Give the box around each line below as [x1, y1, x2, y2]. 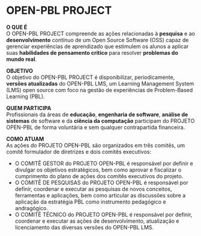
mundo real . [6, 55, 37, 63]
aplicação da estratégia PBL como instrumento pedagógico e [14, 198, 166, 205]
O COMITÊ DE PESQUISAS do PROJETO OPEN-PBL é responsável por [14, 179, 188, 186]
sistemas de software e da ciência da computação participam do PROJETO [6, 117, 195, 124]
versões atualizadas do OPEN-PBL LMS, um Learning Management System [6, 79, 194, 87]
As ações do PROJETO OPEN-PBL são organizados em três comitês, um [6, 141, 185, 149]
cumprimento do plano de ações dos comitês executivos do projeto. [14, 172, 184, 179]
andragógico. [14, 204, 49, 211]
